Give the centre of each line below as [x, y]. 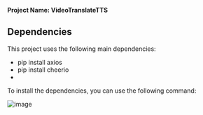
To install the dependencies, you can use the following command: [102, 91]
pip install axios [40, 62]
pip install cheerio [43, 70]
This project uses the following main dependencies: [82, 49]
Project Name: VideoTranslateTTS [58, 10]
